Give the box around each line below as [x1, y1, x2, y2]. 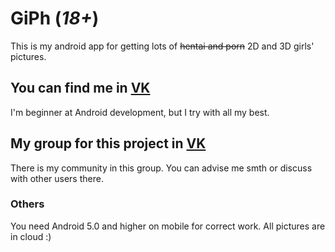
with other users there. [10, 172, 104, 184]
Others [10, 197, 45, 211]
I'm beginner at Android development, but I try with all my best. [10, 106, 270, 118]
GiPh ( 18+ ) [10, 7, 100, 30]
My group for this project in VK [10, 135, 207, 152]
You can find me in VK [10, 80, 151, 97]
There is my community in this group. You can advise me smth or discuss [10, 162, 313, 174]
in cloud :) [10, 230, 52, 242]
